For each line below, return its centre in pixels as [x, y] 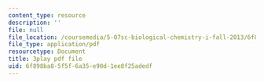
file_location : [33, 37]
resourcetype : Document [47, 52]
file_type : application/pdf [54, 45]
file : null [26, 30]
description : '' [35, 23]
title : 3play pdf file [45, 59]
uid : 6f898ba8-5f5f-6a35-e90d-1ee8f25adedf [81, 66]
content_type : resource [47, 15]
